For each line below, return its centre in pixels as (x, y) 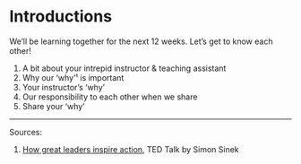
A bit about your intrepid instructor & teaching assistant (124, 68)
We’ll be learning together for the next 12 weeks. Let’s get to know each (141, 41)
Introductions (61, 17)
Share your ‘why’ (53, 106)
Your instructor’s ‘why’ (64, 87)
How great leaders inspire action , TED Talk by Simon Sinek (130, 149)
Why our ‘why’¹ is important (73, 77)
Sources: (26, 132)
